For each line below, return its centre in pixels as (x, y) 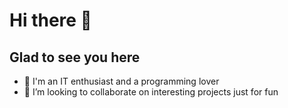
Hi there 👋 (50, 20)
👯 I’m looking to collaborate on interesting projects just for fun (151, 92)
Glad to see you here (75, 57)
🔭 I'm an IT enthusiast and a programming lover (121, 81)
